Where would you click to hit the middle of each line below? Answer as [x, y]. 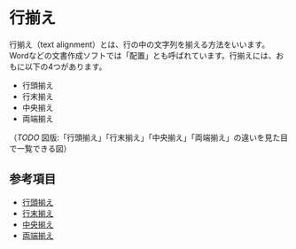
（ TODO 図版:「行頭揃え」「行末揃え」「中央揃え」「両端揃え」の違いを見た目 [149, 137]
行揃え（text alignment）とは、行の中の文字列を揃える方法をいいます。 [140, 44]
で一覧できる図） [40, 148]
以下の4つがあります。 [66, 66]
